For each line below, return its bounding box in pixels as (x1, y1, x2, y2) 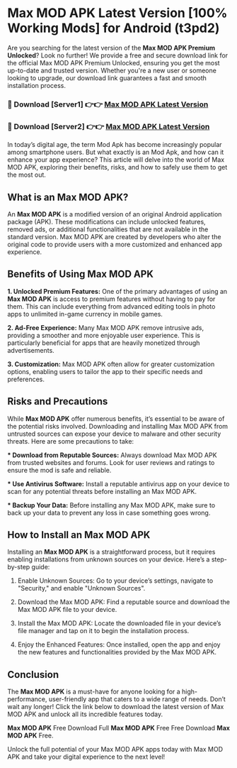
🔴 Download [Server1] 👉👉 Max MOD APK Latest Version (7, 99, 209, 109)
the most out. (7, 170, 46, 179)
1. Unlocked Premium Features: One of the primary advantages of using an (7, 287, 228, 295)
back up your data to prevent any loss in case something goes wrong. (7, 508, 211, 517)
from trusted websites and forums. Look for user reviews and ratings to (7, 458, 215, 466)
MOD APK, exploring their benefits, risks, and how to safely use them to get (7, 163, 228, 172)
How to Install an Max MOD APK (7, 529, 151, 541)
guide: (31, 563, 50, 571)
